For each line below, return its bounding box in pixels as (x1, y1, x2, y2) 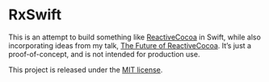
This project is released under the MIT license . (8, 64, 163, 74)
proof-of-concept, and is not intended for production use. (8, 49, 200, 59)
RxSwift (8, 6, 62, 24)
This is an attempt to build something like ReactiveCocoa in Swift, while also (8, 32, 261, 42)
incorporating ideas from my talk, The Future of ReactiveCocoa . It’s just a (8, 40, 252, 50)
